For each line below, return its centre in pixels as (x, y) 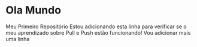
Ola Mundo (33, 10)
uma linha (18, 39)
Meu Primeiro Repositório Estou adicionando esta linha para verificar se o (96, 26)
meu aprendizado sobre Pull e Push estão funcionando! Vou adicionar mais (98, 32)
